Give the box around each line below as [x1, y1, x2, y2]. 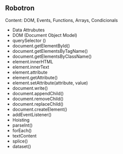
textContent [12, 133, 37, 139]
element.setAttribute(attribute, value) [12, 80, 88, 86]
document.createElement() [12, 106, 67, 112]
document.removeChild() [12, 96, 63, 102]
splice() [12, 138, 28, 144]
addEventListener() [12, 112, 52, 118]
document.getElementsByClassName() [12, 53, 92, 59]
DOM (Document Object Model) [12, 32, 77, 38]
